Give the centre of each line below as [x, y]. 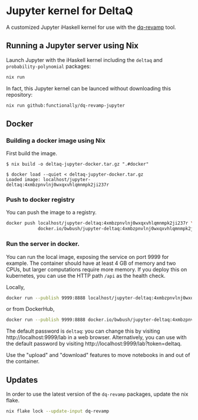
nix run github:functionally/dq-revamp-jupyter [66, 105]
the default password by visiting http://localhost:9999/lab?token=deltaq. [94, 344]
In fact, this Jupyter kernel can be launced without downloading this [89, 88]
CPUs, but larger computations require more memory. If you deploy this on [97, 269]
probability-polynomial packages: [49, 66]
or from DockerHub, [30, 309]
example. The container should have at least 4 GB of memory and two [91, 263]
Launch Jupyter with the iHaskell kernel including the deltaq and [85, 60]
